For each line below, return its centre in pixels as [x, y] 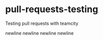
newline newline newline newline [40, 33]
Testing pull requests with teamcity [42, 23]
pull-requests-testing [52, 9]
